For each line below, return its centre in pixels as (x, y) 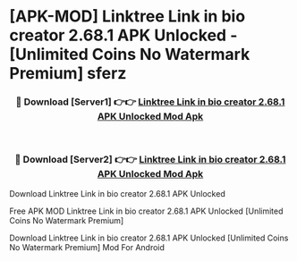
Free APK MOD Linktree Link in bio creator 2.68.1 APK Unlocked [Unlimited (146, 211)
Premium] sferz (68, 74)
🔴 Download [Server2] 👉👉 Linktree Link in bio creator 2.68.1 (150, 160)
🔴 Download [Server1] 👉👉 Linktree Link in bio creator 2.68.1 (150, 102)
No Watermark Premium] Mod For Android (87, 247)
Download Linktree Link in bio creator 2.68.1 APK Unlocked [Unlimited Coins (149, 238)
